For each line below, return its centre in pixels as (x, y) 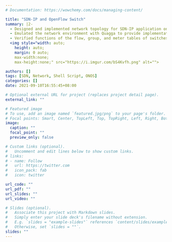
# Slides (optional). (28, 208)
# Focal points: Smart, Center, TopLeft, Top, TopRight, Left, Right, (82, 118)
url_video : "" (20, 199)
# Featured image (24, 109)
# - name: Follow (24, 161)
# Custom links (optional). (35, 146)
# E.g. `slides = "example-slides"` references (59, 222)
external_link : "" (25, 100)
